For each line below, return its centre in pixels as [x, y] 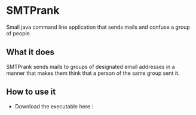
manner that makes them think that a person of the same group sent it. [93, 73]
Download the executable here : [54, 106]
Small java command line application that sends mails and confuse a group [98, 27]
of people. [19, 33]
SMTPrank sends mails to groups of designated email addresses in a [91, 66]
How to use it [31, 92]
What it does [30, 52]
